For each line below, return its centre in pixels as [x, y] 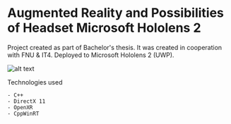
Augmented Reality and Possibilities [116, 13]
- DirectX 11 [26, 101]
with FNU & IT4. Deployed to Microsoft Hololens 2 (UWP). [91, 55]
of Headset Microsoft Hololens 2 [104, 28]
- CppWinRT [23, 113]
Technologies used [35, 82]
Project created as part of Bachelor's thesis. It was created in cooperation [115, 47]
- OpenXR [20, 107]
